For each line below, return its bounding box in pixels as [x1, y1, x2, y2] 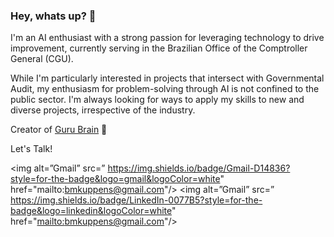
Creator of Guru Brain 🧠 [10, 124, 108, 136]
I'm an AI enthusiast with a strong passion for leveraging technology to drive [10, 32, 325, 44]
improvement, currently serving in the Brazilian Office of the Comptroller [10, 42, 308, 54]
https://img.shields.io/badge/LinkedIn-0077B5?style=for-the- [10, 194, 263, 206]
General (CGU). [10, 53, 74, 65]
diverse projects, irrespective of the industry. [10, 104, 196, 116]
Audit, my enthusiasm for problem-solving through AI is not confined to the [10, 83, 320, 95]
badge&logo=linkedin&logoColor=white [10, 205, 173, 217]
